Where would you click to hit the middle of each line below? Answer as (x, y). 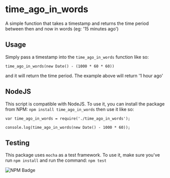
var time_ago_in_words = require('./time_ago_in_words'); (68, 118)
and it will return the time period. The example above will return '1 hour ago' (84, 76)
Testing (18, 143)
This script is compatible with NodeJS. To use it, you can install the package (85, 104)
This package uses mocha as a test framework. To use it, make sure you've (83, 155)
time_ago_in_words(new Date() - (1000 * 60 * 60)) (60, 66)
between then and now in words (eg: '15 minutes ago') (62, 28)
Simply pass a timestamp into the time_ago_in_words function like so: (77, 57)
